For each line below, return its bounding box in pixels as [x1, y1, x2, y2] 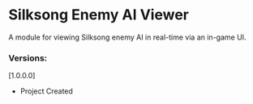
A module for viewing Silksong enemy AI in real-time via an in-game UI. [8, 32, 247, 42]
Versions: [8, 52, 48, 64]
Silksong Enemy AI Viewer [8, 6, 189, 24]
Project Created [19, 86, 73, 96]
